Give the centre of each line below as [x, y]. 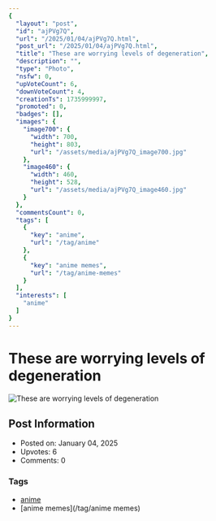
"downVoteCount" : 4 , [50, 91]
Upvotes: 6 [39, 452]
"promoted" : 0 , [41, 106]
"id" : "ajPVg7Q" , [45, 31]
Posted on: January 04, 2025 [69, 443]
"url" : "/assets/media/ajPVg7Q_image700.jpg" [108, 152]
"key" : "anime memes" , [68, 265]
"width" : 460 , [54, 175]
